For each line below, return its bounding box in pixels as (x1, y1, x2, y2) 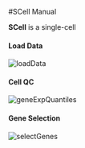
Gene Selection (8, 113, 61, 123)
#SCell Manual (8, 7, 57, 16)
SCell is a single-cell (8, 23, 76, 31)
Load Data (8, 40, 43, 51)
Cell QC (8, 76, 34, 87)
